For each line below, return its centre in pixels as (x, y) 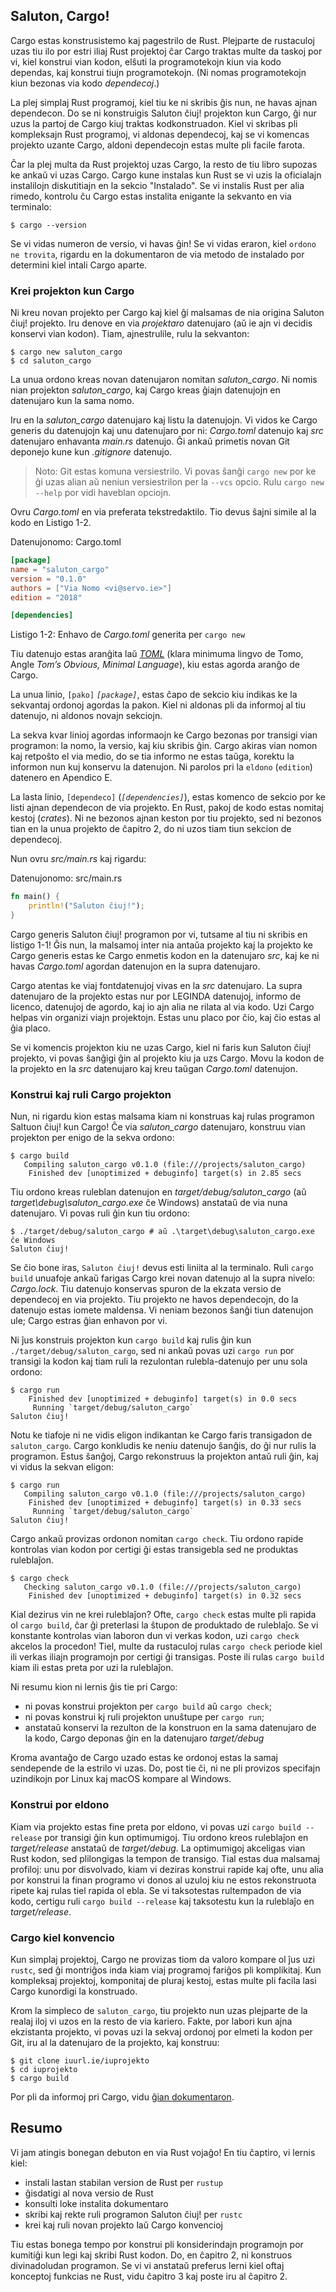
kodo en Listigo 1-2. (51, 523)
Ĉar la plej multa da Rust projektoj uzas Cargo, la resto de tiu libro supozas (164, 164)
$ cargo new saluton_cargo (66, 352)
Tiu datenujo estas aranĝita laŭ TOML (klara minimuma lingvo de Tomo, (157, 654)
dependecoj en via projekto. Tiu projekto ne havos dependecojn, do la (154, 1300)
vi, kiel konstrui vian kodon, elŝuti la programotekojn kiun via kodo (146, 61)
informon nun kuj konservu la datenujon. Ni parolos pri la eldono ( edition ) (161, 767)
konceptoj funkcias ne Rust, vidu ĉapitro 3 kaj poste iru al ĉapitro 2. (149, 2276)
